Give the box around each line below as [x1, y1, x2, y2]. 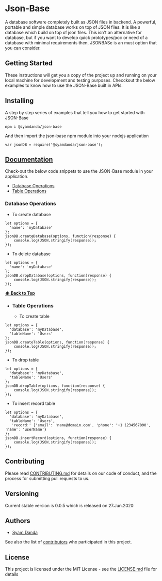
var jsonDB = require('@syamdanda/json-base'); [5, 142, 103, 147]
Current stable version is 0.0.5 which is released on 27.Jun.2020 [5, 502, 134, 508]
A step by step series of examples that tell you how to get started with [5, 109, 145, 115]
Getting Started [5, 59, 53, 67]
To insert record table [12, 401, 56, 406]
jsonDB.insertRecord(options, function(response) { [5, 435, 112, 441]
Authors [5, 517, 31, 525]
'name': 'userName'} [5, 427, 47, 432]
